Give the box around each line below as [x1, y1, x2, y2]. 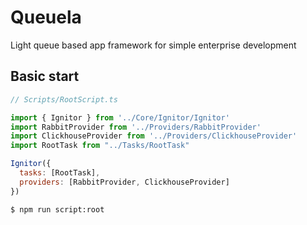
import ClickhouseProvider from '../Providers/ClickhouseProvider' [10, 131, 298, 141]
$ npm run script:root [10, 204, 105, 215]
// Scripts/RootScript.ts [10, 94, 118, 105]
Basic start [10, 68, 80, 85]
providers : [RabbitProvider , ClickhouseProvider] [19, 177, 230, 187]
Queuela [10, 6, 82, 29]
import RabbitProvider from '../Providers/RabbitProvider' [10, 122, 262, 132]
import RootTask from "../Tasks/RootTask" [10, 141, 190, 151]
